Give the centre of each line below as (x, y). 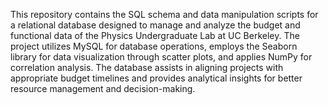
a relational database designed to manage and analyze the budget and (155, 25)
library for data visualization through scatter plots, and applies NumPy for (161, 57)
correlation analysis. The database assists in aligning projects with (147, 67)
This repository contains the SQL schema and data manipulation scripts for (164, 14)
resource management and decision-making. (103, 88)
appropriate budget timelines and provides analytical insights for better (156, 78)
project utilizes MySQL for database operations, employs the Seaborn (154, 46)
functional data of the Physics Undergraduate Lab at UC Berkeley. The (155, 35)
